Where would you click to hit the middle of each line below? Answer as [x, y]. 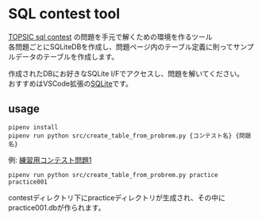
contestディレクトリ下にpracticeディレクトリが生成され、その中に [117, 197]
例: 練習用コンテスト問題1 [50, 160]
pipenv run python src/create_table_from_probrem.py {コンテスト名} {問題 [130, 136]
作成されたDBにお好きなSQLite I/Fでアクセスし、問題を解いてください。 [126, 73]
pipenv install [33, 127]
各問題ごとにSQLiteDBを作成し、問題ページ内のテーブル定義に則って [121, 46]
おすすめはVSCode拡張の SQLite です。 [71, 83]
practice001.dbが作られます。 [57, 207]
